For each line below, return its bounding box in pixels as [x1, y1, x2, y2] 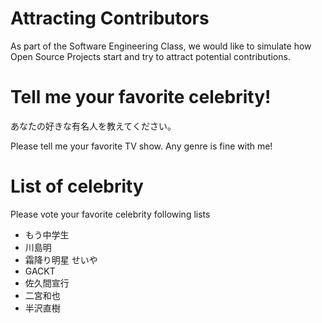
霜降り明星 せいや [24, 253, 98, 266]
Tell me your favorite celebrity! [10, 86, 272, 109]
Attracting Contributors [10, 7, 210, 30]
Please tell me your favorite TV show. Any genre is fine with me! [10, 140, 273, 152]
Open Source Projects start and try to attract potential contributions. [10, 50, 291, 62]
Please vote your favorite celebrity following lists [10, 208, 211, 220]
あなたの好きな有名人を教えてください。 [10, 120, 177, 132]
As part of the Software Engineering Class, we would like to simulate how [10, 40, 312, 52]
